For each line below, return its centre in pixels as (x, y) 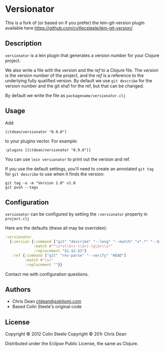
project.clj (17, 219)
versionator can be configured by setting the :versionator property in (76, 214)
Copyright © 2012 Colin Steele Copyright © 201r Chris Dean (66, 334)
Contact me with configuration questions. (47, 274)
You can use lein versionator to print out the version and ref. (68, 159)
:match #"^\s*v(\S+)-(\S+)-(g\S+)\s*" (73, 246)
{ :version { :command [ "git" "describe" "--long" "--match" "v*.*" (79, 242)
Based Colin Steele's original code (47, 307)
